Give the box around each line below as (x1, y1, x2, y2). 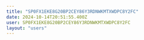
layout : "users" (6, 25, 47, 31)
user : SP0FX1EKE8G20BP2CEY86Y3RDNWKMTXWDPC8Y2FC (6, 19, 131, 25)
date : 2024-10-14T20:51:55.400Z (6, 14, 87, 20)
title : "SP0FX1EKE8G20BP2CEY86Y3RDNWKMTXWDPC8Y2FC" (6, 8, 139, 15)
